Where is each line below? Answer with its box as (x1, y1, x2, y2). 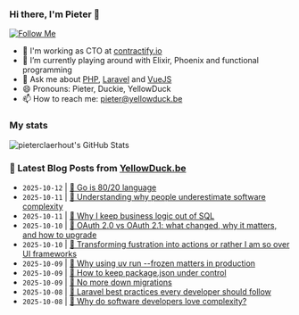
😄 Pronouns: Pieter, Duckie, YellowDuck (21, 84, 171, 95)
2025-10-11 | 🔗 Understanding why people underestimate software (21, 191, 266, 202)
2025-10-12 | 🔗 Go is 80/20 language (21, 182, 157, 193)
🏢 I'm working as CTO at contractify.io (21, 46, 162, 56)
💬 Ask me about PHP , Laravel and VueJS (21, 74, 172, 85)
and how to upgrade (21, 229, 97, 240)
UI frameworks (21, 248, 78, 259)
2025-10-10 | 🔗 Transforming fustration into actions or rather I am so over (21, 238, 290, 249)
